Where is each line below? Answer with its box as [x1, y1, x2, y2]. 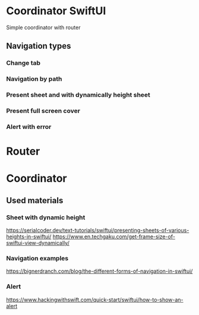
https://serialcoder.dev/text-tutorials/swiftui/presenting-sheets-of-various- [6, 227, 189, 234]
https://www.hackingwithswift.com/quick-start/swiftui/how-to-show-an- [6, 296, 184, 303]
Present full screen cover [6, 107, 80, 115]
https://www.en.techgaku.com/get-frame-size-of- [52, 233, 175, 240]
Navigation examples [6, 254, 69, 262]
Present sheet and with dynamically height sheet [6, 91, 150, 99]
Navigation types [6, 41, 71, 51]
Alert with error [6, 122, 52, 131]
